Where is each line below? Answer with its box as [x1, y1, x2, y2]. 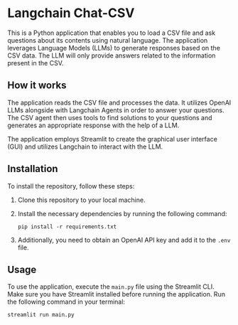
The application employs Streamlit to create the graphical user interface [7, 134, 218, 143]
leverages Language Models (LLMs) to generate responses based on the [7, 43, 220, 52]
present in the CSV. [7, 58, 64, 67]
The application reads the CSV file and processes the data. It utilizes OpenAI [7, 98, 232, 107]
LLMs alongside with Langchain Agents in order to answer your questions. [7, 105, 225, 114]
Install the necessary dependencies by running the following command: [17, 209, 227, 218]
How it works [7, 80, 67, 92]
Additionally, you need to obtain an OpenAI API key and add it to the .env [17, 235, 231, 244]
